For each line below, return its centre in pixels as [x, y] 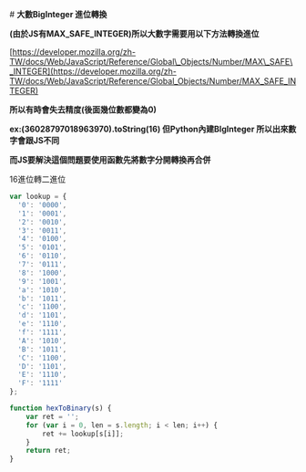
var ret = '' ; [52, 416]
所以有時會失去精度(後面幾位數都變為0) [83, 110]
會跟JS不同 [38, 140]
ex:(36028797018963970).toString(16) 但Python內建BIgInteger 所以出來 [149, 129]
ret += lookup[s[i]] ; [83, 434]
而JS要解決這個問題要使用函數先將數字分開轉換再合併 [110, 160]
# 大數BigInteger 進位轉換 [58, 14]
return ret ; [48, 451]
